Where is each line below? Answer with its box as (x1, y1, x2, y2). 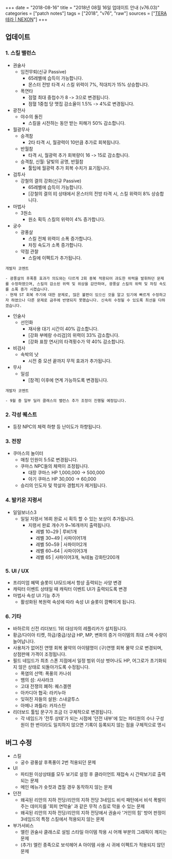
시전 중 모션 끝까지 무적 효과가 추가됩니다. (28, 357, 112, 364)
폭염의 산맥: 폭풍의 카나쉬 (20, 671, 72, 677)
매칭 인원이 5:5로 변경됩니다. (20, 456, 78, 463)
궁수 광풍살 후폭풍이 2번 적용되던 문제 (20, 759, 96, 765)
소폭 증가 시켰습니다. (11, 287, 50, 292)
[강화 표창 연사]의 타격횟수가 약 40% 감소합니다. (28, 338, 125, 345)
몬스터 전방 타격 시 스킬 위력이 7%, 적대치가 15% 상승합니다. (28, 81, 149, 87)
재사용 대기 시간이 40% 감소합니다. (28, 326, 99, 332)
